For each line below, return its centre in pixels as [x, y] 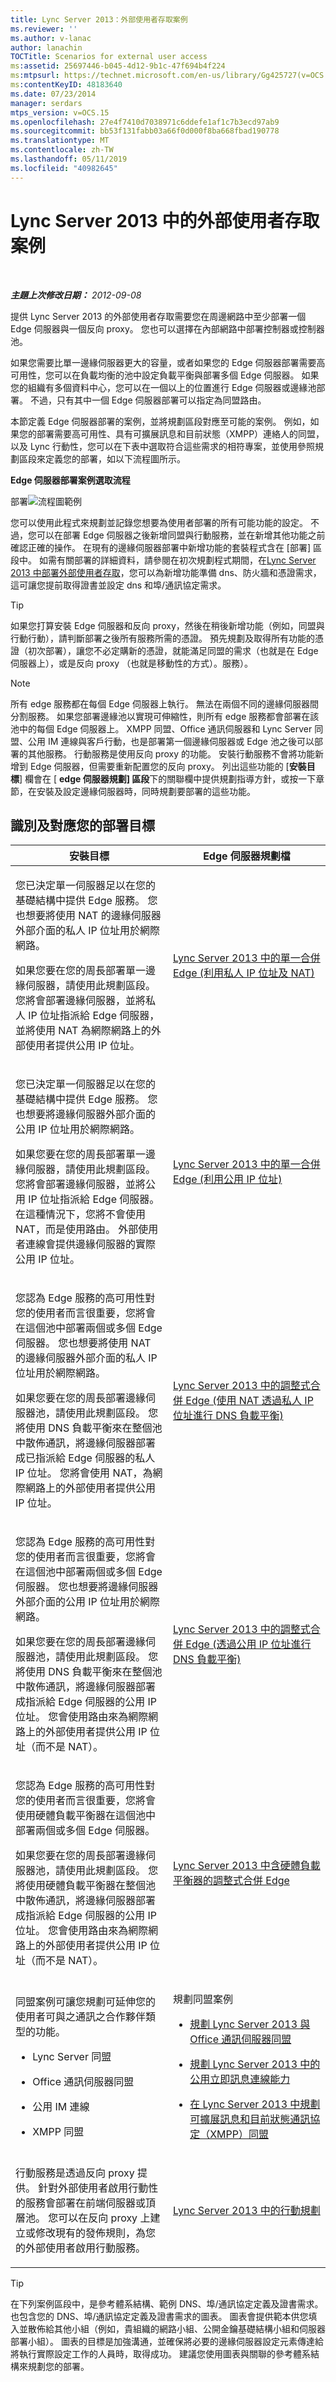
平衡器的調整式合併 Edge [231, 1881]
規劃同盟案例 [203, 1999]
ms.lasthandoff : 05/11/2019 [69, 159]
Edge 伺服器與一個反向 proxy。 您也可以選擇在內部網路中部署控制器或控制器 [167, 328]
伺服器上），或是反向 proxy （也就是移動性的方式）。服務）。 [132, 663]
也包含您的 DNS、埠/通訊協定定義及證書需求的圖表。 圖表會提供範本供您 [159, 2317]
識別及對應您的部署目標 [82, 825]
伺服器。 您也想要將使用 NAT [83, 1343]
